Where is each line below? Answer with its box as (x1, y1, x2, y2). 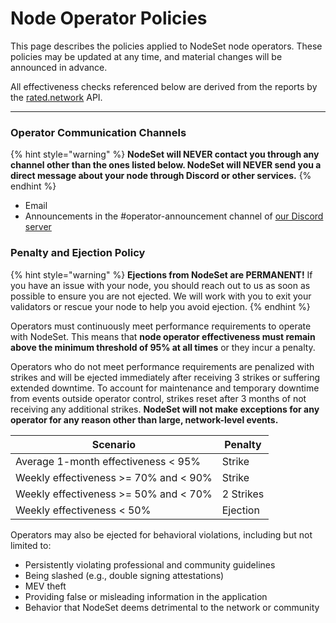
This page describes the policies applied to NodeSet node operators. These (10, 40, 323, 52)
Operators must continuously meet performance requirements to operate (10, 320, 312, 332)
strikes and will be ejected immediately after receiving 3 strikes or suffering (10, 371, 320, 383)
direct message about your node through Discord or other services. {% (10, 170, 312, 182)
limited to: (10, 539, 52, 551)
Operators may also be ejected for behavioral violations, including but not (10, 528, 313, 541)
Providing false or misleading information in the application (24, 590, 268, 602)
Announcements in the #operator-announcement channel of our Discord (24, 210, 324, 222)
